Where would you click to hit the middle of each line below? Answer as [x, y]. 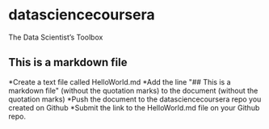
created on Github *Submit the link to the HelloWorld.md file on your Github [134, 107]
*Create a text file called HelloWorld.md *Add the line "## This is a [120, 81]
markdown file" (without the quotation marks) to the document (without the [133, 90]
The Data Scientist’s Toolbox [56, 37]
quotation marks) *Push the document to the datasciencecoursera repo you [135, 99]
